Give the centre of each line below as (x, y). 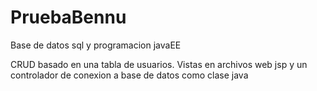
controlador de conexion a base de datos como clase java (129, 75)
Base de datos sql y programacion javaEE (96, 45)
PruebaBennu (68, 17)
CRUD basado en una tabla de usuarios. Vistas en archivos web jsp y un (159, 64)
